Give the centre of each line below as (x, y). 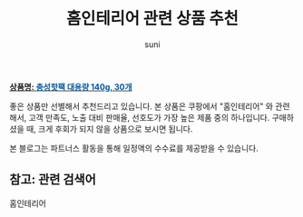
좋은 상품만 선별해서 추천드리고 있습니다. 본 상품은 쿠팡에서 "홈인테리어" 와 (142, 106)
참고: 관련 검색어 (53, 179)
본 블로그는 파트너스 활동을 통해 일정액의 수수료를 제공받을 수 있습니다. (134, 148)
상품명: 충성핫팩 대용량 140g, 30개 (71, 86)
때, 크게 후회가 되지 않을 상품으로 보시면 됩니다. (109, 129)
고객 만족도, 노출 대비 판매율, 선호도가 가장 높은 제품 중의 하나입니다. (149, 117)
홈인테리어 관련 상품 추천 (152, 19)
